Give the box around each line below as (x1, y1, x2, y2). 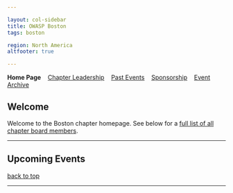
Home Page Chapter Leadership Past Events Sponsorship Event (7, 74, 211, 82)
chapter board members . (7, 126, 78, 135)
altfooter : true (7, 48, 54, 56)
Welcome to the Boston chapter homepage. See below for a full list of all (7, 119, 214, 127)
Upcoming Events (7, 153, 85, 165)
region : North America (7, 42, 73, 49)
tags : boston (7, 29, 45, 36)
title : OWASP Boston (7, 22, 67, 30)
